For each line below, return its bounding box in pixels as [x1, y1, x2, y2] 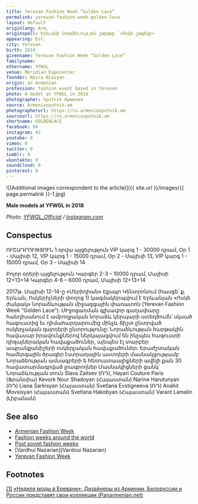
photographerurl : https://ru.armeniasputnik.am [6, 108, 126, 113]
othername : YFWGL [6, 63, 49, 70]
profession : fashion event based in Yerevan [6, 86, 118, 92]
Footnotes [6, 470, 44, 480]
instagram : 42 [6, 129, 41, 136]
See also [6, 412, 38, 422]
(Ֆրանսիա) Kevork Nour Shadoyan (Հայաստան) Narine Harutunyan [6, 376, 180, 383]
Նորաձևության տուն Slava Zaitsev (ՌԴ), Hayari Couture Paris [6, 369, 164, 376]
